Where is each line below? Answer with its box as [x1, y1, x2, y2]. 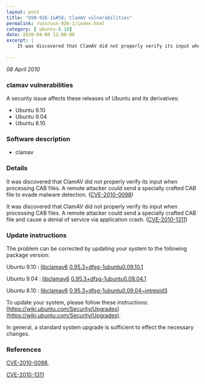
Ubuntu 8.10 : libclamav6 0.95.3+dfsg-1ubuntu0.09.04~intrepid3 [6, 287, 168, 294]
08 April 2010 [6, 65, 40, 73]
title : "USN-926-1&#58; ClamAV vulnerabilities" [6, 15, 132, 21]
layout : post [6, 9, 40, 15]
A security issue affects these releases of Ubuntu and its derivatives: [6, 95, 179, 102]
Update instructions [6, 231, 67, 239]
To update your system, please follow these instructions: [6, 298, 148, 306]
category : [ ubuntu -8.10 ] [6, 26, 72, 32]
